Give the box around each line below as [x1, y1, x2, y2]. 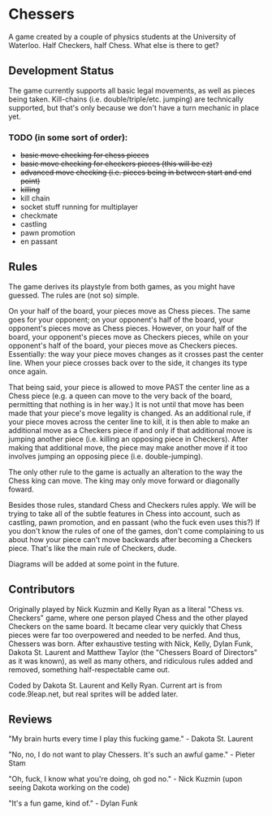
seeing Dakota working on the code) [8, 783, 130, 792]
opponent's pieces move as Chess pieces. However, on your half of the [8, 323, 248, 333]
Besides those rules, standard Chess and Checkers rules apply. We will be [8, 500, 257, 510]
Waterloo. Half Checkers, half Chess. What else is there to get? [8, 40, 219, 50]
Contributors [8, 583, 76, 597]
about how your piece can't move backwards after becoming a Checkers [8, 534, 253, 545]
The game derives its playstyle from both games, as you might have [8, 281, 235, 291]
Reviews [8, 713, 53, 727]
